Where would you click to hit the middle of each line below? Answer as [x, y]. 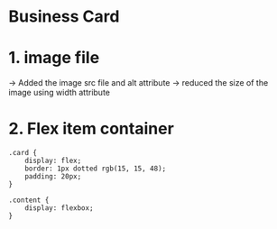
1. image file [54, 58]
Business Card [64, 17]
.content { [29, 200]
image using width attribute [59, 93]
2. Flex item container [92, 129]
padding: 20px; [53, 177]
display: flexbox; [59, 208]
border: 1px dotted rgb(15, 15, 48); [96, 169]
